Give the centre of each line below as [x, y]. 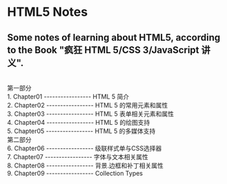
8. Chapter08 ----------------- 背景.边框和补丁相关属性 [86, 165]
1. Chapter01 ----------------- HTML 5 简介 [68, 96]
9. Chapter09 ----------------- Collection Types [75, 173]
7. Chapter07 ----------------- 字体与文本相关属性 [78, 157]
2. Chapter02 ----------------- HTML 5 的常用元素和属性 [88, 105]
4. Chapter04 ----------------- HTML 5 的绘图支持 [79, 122]
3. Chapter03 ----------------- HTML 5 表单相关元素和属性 [91, 114]
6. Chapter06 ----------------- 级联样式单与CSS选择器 [85, 148]
